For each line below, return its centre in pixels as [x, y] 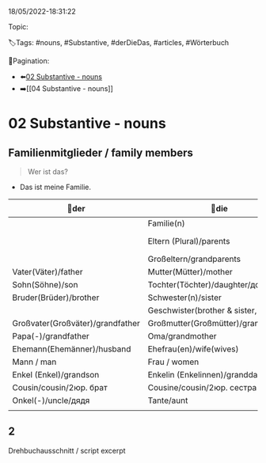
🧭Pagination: [29, 61]
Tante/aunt [168, 400]
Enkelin [161, 375]
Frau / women [173, 362]
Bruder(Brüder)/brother [56, 298]
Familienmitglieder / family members [101, 152]
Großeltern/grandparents [194, 259]
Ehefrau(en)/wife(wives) [193, 349]
